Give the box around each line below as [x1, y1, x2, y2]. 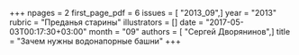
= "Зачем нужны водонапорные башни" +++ [9, 35, 182, 46]
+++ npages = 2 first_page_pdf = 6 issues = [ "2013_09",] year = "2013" [9, 8, 277, 18]
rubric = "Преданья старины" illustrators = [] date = [9, 17, 204, 27]
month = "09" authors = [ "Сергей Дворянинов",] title [88, 27, 291, 36]
